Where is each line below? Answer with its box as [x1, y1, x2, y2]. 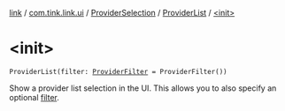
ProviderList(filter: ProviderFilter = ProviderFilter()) [9, 67, 227, 76]
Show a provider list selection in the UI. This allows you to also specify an [9, 83, 277, 93]
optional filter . [9, 92, 60, 102]
